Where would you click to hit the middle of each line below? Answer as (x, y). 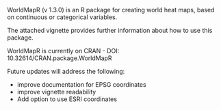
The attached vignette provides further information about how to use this (110, 30)
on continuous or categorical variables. (62, 17)
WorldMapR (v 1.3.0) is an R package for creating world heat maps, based (111, 10)
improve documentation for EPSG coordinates (81, 84)
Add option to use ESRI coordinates (67, 99)
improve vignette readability (56, 92)
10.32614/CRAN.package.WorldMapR (60, 58)
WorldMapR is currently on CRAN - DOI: (63, 51)
